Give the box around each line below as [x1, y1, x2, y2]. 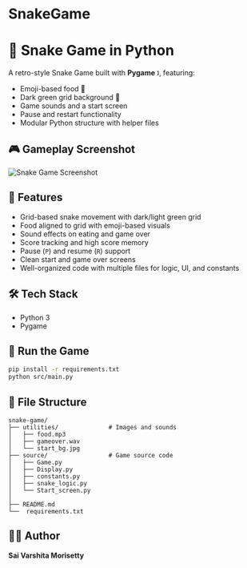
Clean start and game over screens [19, 254, 136, 264]
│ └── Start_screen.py [8, 486, 91, 494]
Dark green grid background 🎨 [19, 93, 121, 103]
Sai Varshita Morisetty [8, 550, 85, 560]
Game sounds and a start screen [19, 101, 128, 111]
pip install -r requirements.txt [8, 365, 120, 373]
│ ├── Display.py [8, 465, 74, 473]
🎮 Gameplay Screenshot [8, 142, 136, 156]
